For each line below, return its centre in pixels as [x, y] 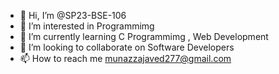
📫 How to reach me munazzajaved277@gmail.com [125, 58]
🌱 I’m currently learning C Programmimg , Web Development [144, 36]
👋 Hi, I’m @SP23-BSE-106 [73, 15]
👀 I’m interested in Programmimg [87, 26]
